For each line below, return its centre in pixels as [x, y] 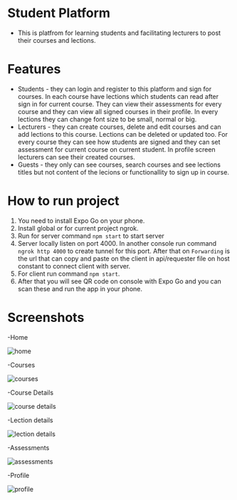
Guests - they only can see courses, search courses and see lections [119, 165]
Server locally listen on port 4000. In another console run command [117, 243]
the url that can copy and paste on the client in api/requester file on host [123, 259]
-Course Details [31, 392]
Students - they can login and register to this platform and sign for [115, 89]
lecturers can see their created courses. [76, 157]
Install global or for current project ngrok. [78, 228]
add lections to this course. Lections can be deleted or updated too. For [122, 134]
